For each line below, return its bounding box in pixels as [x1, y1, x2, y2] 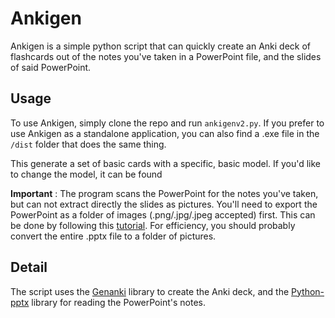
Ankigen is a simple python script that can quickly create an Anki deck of [10, 40, 312, 52]
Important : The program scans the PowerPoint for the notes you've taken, [10, 187, 319, 199]
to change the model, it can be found [10, 168, 163, 180]
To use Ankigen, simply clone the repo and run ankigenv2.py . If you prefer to [10, 117, 325, 129]
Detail [10, 259, 48, 276]
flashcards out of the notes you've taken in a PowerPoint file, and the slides [10, 50, 322, 62]
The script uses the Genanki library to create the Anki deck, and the [10, 285, 290, 297]
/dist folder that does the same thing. [10, 138, 167, 150]
